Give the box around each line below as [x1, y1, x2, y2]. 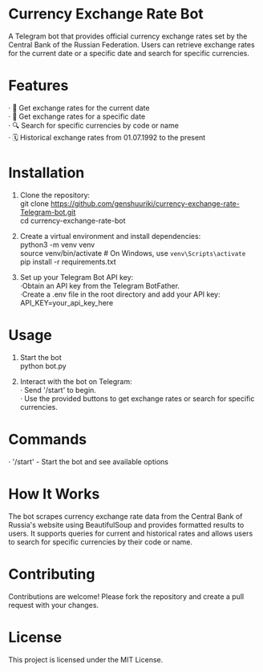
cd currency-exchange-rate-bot [19, 216, 126, 225]
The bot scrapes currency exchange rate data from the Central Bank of [8, 511, 243, 521]
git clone [19, 198, 50, 208]
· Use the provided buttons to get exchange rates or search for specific [19, 394, 255, 403]
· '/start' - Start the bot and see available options [8, 456, 168, 466]
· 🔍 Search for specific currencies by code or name [8, 120, 179, 130]
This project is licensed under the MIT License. [8, 654, 164, 664]
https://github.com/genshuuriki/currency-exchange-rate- [51, 198, 241, 208]
